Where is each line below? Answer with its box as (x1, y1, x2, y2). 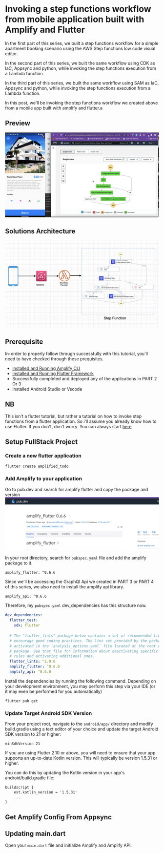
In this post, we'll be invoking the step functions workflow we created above (5, 100, 158, 105)
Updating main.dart (5, 829, 66, 838)
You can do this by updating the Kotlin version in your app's (5, 770, 125, 776)
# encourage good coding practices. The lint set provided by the (9, 638, 147, 643)
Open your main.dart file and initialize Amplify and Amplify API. (5, 842, 132, 848)
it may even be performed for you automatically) (5, 688, 102, 694)
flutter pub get (5, 698, 38, 704)
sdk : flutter (14, 623, 41, 628)
